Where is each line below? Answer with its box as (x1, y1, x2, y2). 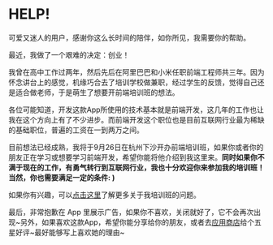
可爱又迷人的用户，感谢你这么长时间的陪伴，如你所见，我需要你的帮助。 (8, 32, 250, 42)
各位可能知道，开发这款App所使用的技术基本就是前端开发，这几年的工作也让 (8, 105, 264, 114)
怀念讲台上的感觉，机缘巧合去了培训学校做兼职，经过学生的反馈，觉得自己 (8, 77, 258, 87)
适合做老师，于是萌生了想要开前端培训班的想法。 (15, 87, 180, 97)
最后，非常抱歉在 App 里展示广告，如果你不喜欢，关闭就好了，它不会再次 (8, 207, 254, 217)
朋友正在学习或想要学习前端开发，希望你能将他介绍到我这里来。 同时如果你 (8, 152, 258, 162)
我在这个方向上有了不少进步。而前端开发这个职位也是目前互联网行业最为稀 (8, 114, 258, 124)
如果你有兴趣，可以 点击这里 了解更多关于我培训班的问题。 (8, 190, 201, 200)
